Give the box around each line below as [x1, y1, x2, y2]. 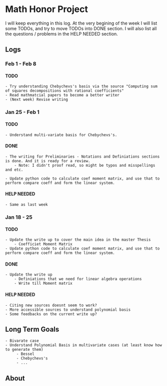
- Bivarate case [5, 338, 39, 343]
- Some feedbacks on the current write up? [5, 311, 97, 317]
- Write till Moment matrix [14, 281, 72, 286]
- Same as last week [5, 202, 48, 207]
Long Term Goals [5, 325, 59, 333]
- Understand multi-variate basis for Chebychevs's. [5, 132, 117, 138]
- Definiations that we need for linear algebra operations [14, 277, 142, 282]
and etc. [5, 167, 23, 172]
